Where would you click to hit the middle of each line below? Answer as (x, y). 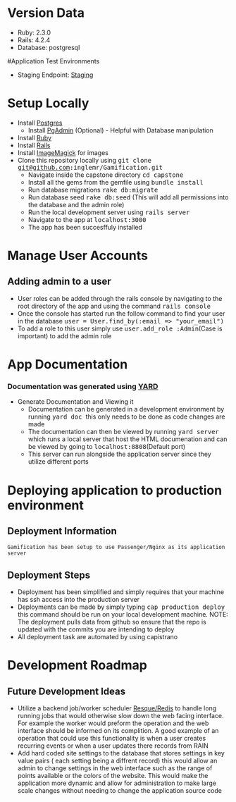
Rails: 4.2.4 (34, 39)
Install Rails (34, 145)
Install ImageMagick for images (63, 152)
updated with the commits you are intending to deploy (96, 629)
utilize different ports (58, 462)
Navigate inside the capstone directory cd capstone (106, 175)
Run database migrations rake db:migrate (93, 190)
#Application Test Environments (54, 61)
